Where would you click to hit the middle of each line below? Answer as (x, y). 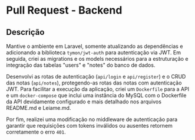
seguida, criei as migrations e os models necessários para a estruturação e (97, 59)
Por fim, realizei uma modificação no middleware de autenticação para (92, 119)
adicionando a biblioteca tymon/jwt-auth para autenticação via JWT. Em (94, 53)
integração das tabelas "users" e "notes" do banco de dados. (81, 65)
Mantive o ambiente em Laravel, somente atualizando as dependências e (95, 46)
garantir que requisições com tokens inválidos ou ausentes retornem (89, 126)
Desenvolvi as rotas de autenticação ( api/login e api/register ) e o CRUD (96, 76)
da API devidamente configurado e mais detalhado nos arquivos (84, 102)
